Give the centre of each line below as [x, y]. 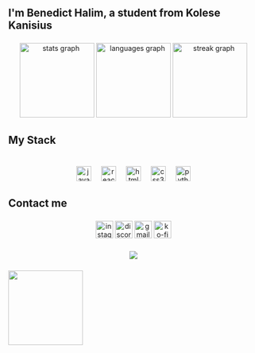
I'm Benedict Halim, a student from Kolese [114, 13]
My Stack [32, 140]
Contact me [38, 203]
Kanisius [31, 26]
